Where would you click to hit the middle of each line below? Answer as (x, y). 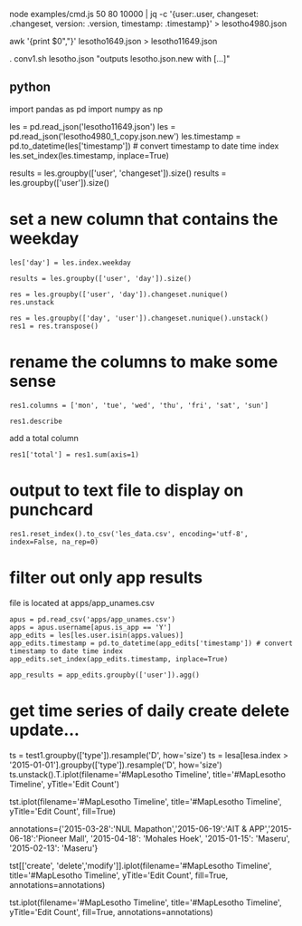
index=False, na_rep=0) (54, 542)
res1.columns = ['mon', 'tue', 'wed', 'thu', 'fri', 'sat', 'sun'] (139, 405)
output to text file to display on (127, 490)
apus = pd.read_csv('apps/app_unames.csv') (93, 619)
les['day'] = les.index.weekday (70, 263)
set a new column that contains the (144, 219)
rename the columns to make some (144, 362)
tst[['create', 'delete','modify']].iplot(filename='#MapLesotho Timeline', (141, 865)
